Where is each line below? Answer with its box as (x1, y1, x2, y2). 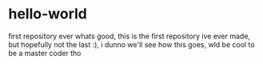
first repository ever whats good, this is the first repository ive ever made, (8, 31, 250, 41)
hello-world (8, 5, 88, 23)
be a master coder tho (8, 48, 82, 58)
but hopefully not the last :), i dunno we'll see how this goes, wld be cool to (8, 39, 255, 49)
